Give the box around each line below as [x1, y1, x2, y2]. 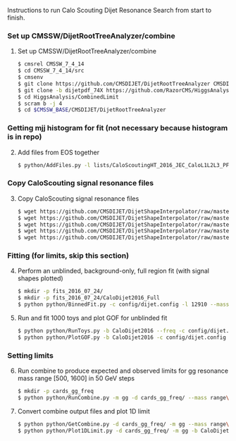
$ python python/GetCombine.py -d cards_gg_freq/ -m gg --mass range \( [17, 421, 232, 428]
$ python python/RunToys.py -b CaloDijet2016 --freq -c [17, 328, 185, 335]
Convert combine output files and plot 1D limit [17, 406, 150, 415]
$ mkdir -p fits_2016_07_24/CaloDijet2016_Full [17, 294, 160, 302]
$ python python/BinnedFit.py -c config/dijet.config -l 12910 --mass [17, 301, 230, 309]
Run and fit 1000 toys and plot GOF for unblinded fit [17, 313, 168, 323]
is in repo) [7, 132, 42, 142]
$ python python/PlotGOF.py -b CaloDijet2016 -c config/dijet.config [17, 334, 227, 341]
